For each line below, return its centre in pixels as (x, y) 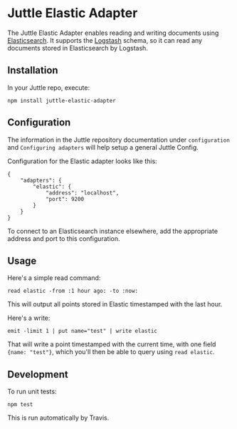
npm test (20, 405)
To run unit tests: (32, 392)
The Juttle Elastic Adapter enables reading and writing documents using (113, 33)
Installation (33, 70)
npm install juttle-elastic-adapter (62, 100)
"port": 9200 (64, 199)
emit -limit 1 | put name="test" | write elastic (83, 331)
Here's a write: (29, 318)
